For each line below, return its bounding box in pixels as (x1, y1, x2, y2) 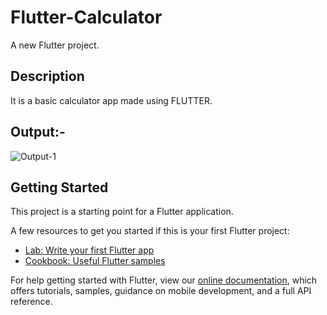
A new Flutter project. (10, 39, 100, 51)
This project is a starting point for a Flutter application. (10, 206, 234, 218)
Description (10, 68, 85, 85)
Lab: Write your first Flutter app (24, 244, 155, 256)
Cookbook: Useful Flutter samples (24, 255, 166, 267)
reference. (10, 296, 53, 308)
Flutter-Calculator (10, 6, 163, 29)
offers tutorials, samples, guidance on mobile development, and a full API (10, 285, 312, 297)
